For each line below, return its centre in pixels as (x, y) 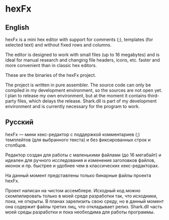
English (17, 27)
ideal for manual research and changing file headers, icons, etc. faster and (83, 60)
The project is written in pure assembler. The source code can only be (78, 85)
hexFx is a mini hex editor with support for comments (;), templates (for (79, 39)
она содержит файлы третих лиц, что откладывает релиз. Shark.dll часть (84, 206)
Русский (19, 122)
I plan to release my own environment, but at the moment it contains (76, 96)
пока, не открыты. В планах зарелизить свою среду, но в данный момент (84, 201)
